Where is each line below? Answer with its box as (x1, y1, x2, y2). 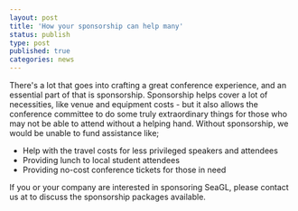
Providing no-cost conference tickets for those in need (22, 164, 227, 175)
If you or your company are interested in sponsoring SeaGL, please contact (9, 182, 289, 192)
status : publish (9, 30, 70, 39)
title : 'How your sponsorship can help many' (9, 22, 183, 31)
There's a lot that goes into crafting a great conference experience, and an (9, 80, 287, 90)
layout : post (9, 13, 59, 23)
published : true (9, 47, 70, 56)
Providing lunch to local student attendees (22, 155, 181, 165)
